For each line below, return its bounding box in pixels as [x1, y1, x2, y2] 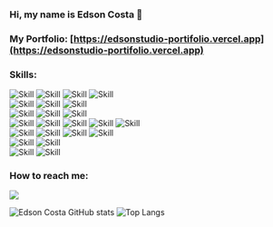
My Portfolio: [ [9, 32, 74, 44]
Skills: [9, 68, 38, 81]
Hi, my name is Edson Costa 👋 [9, 8, 143, 21]
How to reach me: [9, 170, 89, 183]
